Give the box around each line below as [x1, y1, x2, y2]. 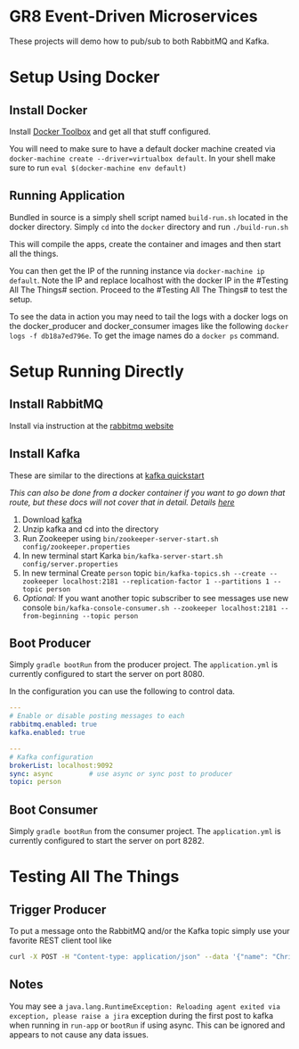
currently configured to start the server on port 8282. [9, 836, 205, 847]
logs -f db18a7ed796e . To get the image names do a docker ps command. [9, 330, 279, 341]
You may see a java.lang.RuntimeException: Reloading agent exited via [9, 1001, 280, 1012]
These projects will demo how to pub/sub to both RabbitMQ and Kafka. [9, 36, 270, 46]
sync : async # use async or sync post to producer [9, 769, 233, 778]
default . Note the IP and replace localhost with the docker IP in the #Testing [9, 275, 289, 285]
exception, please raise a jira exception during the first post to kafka [9, 1010, 274, 1020]
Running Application [9, 188, 125, 203]
